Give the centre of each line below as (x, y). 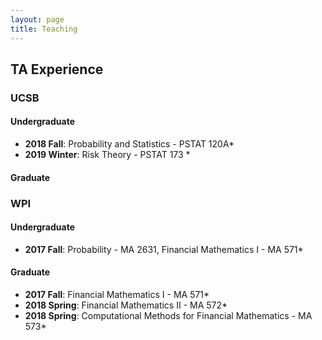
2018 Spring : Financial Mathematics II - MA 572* (126, 305)
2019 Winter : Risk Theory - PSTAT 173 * (107, 155)
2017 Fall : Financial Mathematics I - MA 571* (117, 294)
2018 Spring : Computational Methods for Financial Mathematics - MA (168, 315)
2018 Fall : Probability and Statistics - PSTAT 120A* (129, 144)
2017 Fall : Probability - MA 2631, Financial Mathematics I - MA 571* (164, 249)
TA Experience (57, 69)
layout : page (37, 19)
